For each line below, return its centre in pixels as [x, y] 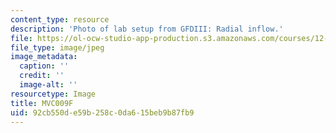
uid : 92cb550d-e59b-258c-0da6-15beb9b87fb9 [102, 112]
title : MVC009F [42, 103]
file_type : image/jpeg [57, 47]
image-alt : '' [48, 85]
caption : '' [44, 66]
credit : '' [42, 76]
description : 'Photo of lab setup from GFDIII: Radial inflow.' [147, 29]
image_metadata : [44, 57]
